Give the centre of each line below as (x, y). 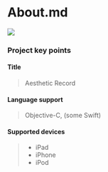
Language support (35, 99)
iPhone (46, 155)
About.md (38, 12)
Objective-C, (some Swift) (63, 116)
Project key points (39, 50)
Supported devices (36, 131)
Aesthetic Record (50, 84)
